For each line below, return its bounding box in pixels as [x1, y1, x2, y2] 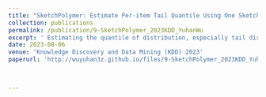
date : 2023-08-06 [8, 41, 66, 49]
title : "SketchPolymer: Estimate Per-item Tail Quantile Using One [8, 11, 236, 20]
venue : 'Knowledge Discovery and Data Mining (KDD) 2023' [8, 48, 203, 56]
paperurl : [8, 56, 41, 64]
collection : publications [8, 19, 93, 27]
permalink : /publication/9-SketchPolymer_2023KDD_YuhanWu [8, 26, 203, 34]
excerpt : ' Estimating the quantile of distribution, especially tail [8, 33, 246, 42]
